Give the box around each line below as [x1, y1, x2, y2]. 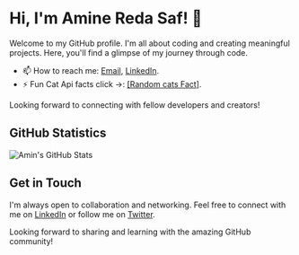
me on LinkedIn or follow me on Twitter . [9, 208, 155, 219]
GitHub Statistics [9, 126, 107, 141]
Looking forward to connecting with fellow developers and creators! [9, 99, 260, 110]
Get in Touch [9, 175, 83, 191]
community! [9, 235, 54, 246]
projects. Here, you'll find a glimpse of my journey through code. [9, 47, 249, 57]
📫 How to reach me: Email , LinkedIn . [22, 65, 160, 75]
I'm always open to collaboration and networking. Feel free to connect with [9, 199, 286, 210]
